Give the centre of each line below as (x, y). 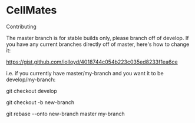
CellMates (32, 10)
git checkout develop (32, 91)
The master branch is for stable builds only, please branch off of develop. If (97, 38)
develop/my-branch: (31, 79)
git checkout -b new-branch (40, 102)
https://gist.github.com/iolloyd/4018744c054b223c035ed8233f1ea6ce (92, 62)
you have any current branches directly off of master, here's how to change (98, 44)
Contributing (21, 26)
